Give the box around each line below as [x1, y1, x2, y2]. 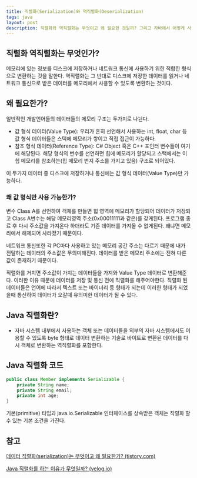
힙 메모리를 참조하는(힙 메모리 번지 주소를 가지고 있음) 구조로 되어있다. [14, 157, 175, 164]
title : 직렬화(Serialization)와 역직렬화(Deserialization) [6, 8, 144, 15]
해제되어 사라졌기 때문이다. [21, 230, 84, 237]
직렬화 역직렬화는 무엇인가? [6, 48, 100, 58]
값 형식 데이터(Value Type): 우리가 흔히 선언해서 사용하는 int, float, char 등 [14, 128, 187, 135]
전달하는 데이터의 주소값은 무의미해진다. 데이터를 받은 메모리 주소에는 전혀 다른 [6, 249, 187, 256]
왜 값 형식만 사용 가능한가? [6, 193, 76, 201]
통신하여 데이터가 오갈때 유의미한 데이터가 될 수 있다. [16, 292, 138, 299]
